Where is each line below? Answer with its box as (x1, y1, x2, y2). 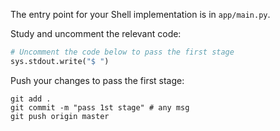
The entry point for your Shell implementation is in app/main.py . (10, 9, 271, 20)
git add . (10, 94, 52, 104)
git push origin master (10, 111, 110, 121)
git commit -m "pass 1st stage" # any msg (10, 102, 190, 113)
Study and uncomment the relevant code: (10, 28, 182, 39)
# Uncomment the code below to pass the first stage (10, 47, 235, 57)
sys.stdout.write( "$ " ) (10, 56, 110, 66)
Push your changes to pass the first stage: (10, 74, 185, 86)
